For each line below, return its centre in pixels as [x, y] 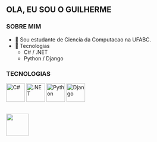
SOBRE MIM [24, 27]
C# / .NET [36, 52]
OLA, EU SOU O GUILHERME [59, 10]
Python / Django [43, 58]
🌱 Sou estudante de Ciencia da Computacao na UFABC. [83, 39]
